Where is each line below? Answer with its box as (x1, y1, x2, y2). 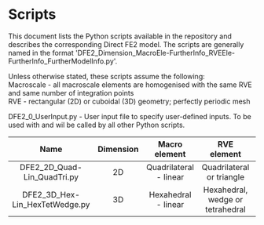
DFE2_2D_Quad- (19, 161, 82, 172)
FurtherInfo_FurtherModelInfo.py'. (8, 56, 118, 66)
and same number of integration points (8, 88, 134, 97)
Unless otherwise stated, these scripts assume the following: (8, 71, 206, 81)
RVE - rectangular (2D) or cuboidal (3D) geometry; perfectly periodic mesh (8, 96, 251, 106)
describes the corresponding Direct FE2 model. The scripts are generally (8, 39, 244, 49)
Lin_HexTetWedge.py (12, 198, 90, 209)
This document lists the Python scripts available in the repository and (8, 31, 232, 41)
